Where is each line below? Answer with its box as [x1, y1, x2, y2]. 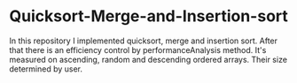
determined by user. [9, 64, 82, 74]
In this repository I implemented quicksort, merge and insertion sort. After [9, 35, 277, 46]
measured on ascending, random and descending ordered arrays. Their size [9, 54, 288, 64]
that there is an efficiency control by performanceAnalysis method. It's [9, 44, 267, 55]
